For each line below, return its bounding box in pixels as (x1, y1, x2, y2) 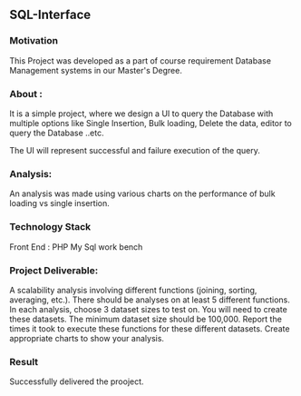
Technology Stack (9, 221, 92, 233)
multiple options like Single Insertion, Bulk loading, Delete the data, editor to (9, 117, 293, 128)
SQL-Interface (9, 7, 92, 23)
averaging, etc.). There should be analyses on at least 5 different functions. (9, 294, 290, 305)
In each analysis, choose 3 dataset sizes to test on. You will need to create (9, 303, 287, 314)
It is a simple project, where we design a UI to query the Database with (9, 108, 274, 119)
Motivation (9, 35, 59, 47)
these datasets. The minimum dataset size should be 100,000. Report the (9, 313, 283, 324)
